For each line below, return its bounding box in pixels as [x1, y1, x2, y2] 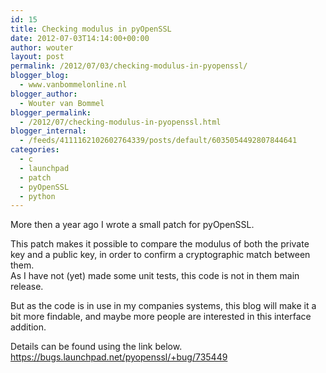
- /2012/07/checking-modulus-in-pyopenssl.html [19, 117, 222, 127]
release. [10, 281, 44, 293]
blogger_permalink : [10, 107, 92, 118]
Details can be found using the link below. [10, 341, 183, 353]
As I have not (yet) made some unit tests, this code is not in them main [10, 270, 300, 282]
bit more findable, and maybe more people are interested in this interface [10, 311, 312, 323]
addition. [10, 321, 47, 333]
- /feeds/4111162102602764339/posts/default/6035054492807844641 [19, 136, 298, 146]
